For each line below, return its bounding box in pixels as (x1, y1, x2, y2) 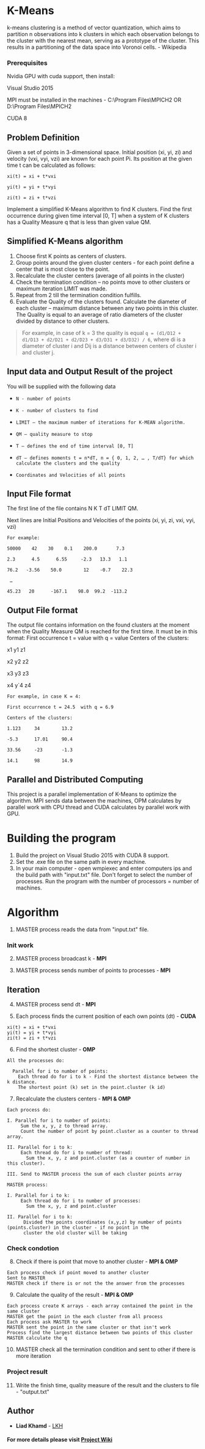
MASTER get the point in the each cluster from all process (7, 1314, 164, 1320)
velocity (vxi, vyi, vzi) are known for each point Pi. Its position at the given (7, 155, 193, 163)
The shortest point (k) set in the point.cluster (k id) (18, 1085, 166, 1091)
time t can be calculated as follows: (7, 161, 96, 169)
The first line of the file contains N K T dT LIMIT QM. (7, 505, 138, 512)
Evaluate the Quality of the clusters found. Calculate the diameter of (15, 298, 187, 305)
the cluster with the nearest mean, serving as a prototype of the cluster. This (7, 37, 200, 44)
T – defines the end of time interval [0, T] (15, 443, 134, 449)
